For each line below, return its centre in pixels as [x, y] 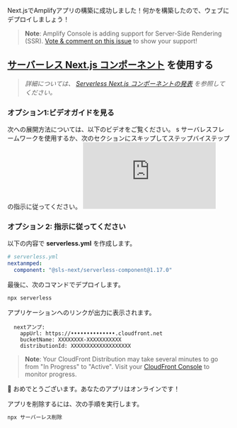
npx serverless [30, 298]
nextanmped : [25, 264]
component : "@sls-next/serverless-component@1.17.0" [93, 270]
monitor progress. [51, 374]
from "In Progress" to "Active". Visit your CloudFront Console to [117, 366]
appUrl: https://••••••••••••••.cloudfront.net [91, 333]
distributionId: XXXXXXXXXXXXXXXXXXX [76, 346]
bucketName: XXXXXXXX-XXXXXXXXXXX [71, 339]
